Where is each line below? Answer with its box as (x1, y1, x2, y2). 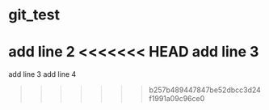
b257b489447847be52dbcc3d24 (149, 85, 261, 95)
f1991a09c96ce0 (149, 94, 205, 104)
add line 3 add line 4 (8, 70, 77, 79)
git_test (8, 6, 61, 24)
